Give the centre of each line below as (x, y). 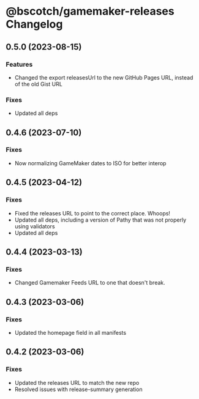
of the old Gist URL (38, 84)
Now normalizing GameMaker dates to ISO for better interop (90, 163)
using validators (35, 226)
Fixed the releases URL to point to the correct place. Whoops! (92, 213)
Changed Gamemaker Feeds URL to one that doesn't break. (90, 283)
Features (19, 64)
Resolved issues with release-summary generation (78, 389)
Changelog (34, 24)
